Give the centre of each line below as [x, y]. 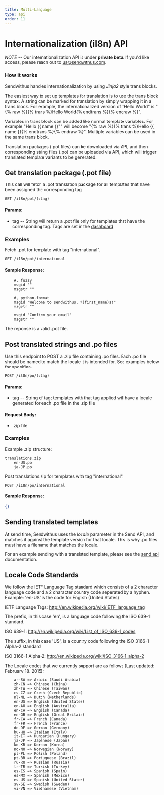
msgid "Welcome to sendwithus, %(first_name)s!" [65, 302]
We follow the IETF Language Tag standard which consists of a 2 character [82, 587]
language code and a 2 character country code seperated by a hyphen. [78, 592]
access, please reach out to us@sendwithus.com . [56, 62]
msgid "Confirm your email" [43, 315]
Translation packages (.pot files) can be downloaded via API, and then [77, 146]
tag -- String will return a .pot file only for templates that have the [79, 221]
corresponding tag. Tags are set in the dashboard [63, 226]
